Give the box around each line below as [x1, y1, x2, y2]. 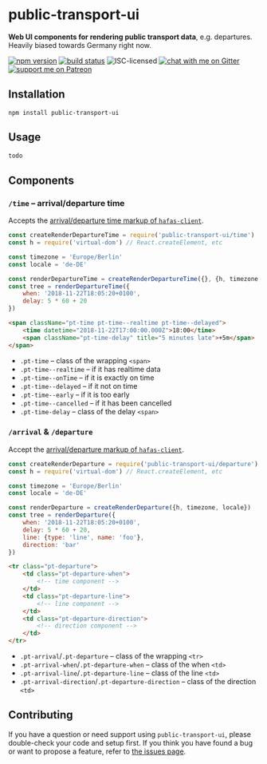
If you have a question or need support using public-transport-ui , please [8, 729, 251, 739]
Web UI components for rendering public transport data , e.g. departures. [8, 32, 253, 42]
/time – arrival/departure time [8, 197, 125, 208]
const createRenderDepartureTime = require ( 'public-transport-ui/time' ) [8, 232, 255, 239]
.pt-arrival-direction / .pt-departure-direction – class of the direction [19, 677, 257, 687]
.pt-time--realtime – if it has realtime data [19, 364, 161, 374]
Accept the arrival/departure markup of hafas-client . [8, 445, 185, 454]
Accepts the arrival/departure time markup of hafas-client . [8, 216, 205, 225]
